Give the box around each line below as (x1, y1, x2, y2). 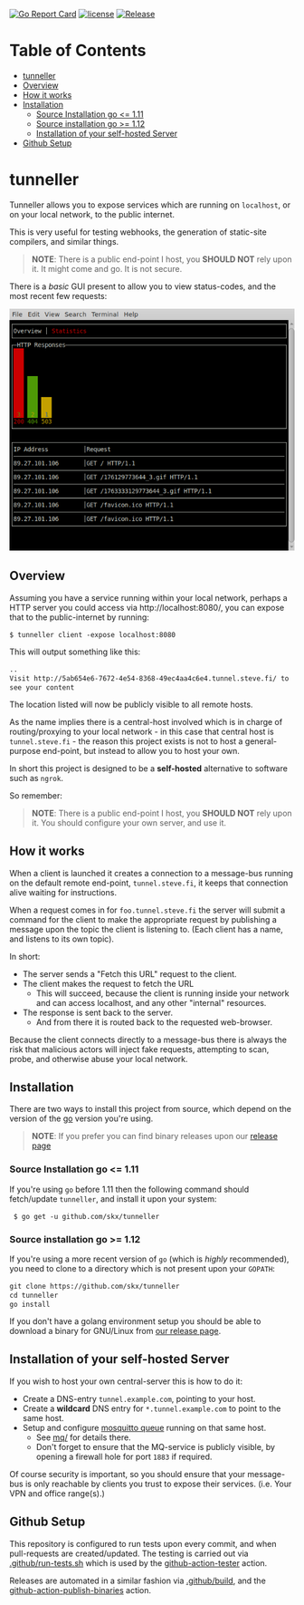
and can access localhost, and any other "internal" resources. (35, 997, 267, 1008)
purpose (9, 745, 41, 756)
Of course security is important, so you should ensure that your (9, 1468, 246, 1479)
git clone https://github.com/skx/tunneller (9, 1282, 180, 1291)
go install (9, 1300, 51, 1310)
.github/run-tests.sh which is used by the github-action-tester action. (9, 1557, 268, 1568)
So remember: (9, 789, 63, 801)
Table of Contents (9, 41, 147, 61)
